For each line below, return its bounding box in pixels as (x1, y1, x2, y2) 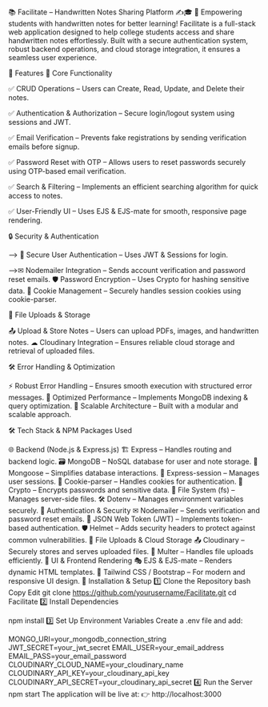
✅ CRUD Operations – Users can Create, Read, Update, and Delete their (8, 84, 245, 93)
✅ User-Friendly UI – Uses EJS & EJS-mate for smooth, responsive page (8, 207, 247, 215)
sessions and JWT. (8, 118, 71, 127)
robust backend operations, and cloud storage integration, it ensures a (8, 44, 241, 54)
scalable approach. (8, 410, 72, 419)
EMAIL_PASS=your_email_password (8, 652, 126, 661)
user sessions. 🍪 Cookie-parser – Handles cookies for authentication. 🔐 (8, 476, 244, 486)
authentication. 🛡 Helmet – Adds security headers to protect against (30, 524, 256, 532)
